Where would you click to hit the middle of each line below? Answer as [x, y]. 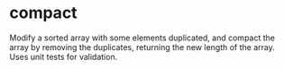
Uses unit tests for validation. [64, 56]
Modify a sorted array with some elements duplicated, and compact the [142, 38]
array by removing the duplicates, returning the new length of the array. [142, 47]
